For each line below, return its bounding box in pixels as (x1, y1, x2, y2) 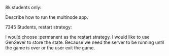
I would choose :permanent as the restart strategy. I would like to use (5, 34, 150, 40)
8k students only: (5, 5, 42, 10)
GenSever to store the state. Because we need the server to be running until (5, 39, 164, 45)
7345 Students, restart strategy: (5, 24, 72, 30)
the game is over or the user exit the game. (5, 45, 95, 50)
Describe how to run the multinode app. (5, 14, 88, 20)
